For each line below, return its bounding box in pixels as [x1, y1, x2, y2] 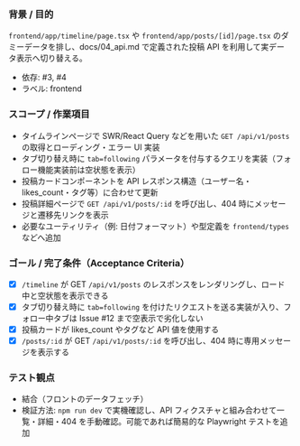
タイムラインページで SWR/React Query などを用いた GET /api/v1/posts [21, 130, 290, 141]
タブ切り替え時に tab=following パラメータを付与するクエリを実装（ [21, 153, 277, 163]
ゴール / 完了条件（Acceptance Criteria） [8, 256, 190, 269]
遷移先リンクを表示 [37, 209, 109, 220]
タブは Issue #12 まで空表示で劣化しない [52, 313, 204, 324]
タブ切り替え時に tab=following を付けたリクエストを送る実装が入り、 [21, 301, 285, 312]
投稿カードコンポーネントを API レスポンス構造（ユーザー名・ [21, 175, 252, 186]
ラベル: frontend [21, 83, 83, 94]
